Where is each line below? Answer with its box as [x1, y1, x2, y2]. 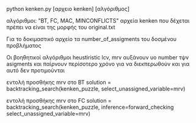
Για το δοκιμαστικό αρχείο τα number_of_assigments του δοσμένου [6, 35, 177, 42]
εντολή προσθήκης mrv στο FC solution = [6, 97, 112, 104]
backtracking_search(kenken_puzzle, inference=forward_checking [6, 103, 174, 111]
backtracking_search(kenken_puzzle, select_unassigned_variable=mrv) [6, 85, 186, 92]
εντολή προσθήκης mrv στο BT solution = [6, 79, 112, 86]
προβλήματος [6, 42, 42, 49]
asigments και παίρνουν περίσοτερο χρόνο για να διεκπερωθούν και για [6, 61, 190, 67]
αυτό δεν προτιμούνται [6, 67, 65, 74]
